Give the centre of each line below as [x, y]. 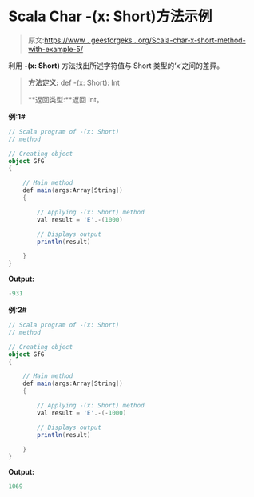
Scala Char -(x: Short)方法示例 [110, 16]
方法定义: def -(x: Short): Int [73, 82]
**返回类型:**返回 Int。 [65, 99]
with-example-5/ [56, 49]
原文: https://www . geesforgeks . [82, 40]
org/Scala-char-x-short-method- [192, 40]
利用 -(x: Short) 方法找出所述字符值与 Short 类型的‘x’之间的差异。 [116, 66]
